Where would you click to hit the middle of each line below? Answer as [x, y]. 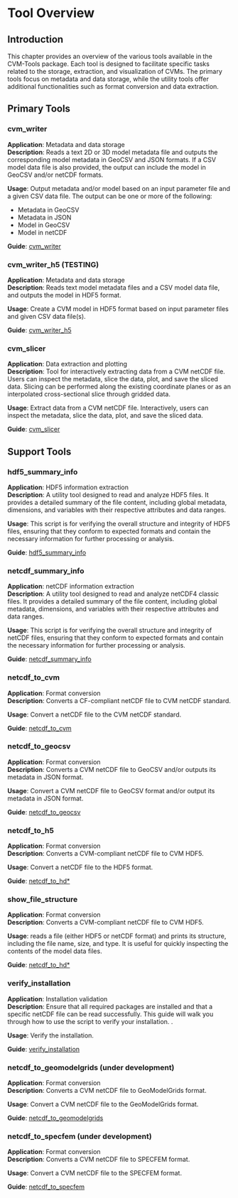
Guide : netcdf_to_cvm [40, 728]
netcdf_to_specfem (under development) [80, 1136]
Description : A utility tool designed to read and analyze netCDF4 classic [113, 594]
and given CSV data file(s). [47, 316]
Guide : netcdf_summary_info [49, 659]
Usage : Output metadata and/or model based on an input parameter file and [119, 188]
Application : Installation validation [58, 998]
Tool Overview [51, 13]
